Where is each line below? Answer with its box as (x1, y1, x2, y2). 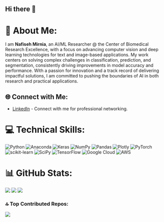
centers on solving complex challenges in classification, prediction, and (5, 57, 151, 63)
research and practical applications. (5, 78, 78, 84)
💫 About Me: (5, 25, 57, 36)
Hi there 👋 (5, 5, 36, 13)
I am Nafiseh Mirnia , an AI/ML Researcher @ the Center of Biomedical (5, 41, 149, 47)
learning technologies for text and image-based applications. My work (5, 52, 149, 58)
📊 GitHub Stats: (5, 167, 73, 179)
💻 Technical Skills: (5, 124, 85, 136)
